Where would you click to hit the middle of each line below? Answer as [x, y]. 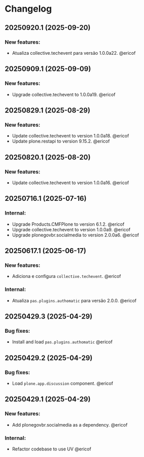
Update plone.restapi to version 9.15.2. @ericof [61, 141]
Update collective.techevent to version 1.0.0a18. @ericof [70, 136]
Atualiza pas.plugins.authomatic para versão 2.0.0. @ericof [74, 300]
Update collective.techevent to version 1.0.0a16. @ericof [70, 183]
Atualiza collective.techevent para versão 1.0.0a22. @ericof [74, 53]
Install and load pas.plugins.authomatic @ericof [62, 342]
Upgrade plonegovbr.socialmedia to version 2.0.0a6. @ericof [76, 235]
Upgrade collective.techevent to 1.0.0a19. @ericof [64, 94]
